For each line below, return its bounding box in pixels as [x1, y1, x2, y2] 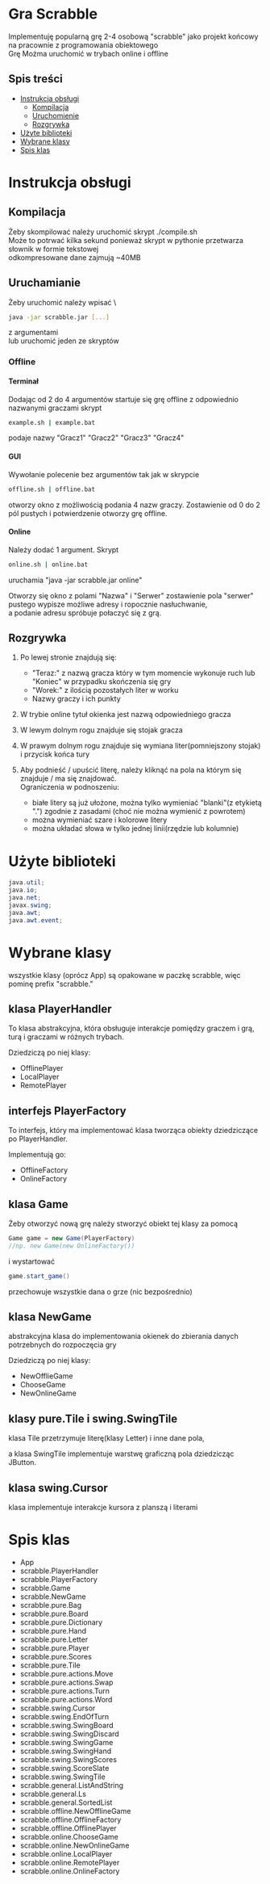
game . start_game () [8, 1272, 70, 1280]
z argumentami [8, 328, 59, 338]
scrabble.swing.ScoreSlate [19, 1763, 110, 1773]
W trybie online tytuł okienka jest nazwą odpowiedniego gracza [19, 710, 231, 720]
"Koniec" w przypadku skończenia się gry [31, 677, 172, 686]
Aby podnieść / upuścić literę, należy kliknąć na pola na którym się [19, 765, 242, 775]
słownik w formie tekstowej [8, 244, 99, 254]
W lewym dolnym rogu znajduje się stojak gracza [19, 725, 183, 735]
